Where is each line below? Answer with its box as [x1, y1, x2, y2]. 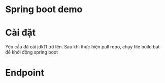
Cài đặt [5, 27, 36, 39]
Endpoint [5, 67, 45, 78]
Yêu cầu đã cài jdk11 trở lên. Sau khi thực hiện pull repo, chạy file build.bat [5, 44, 160, 50]
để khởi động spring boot [5, 49, 58, 56]
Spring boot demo [5, 4, 83, 15]
